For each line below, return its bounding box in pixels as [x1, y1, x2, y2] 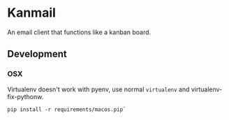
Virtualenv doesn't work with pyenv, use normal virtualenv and [7, 85, 190, 93]
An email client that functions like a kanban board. [7, 28, 152, 36]
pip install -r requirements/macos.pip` [7, 106, 127, 113]
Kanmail [7, 5, 56, 21]
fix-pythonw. [7, 92, 44, 100]
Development [7, 48, 68, 60]
